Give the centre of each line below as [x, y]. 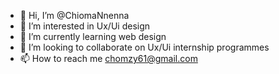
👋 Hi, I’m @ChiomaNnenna [74, 15]
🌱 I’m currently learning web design [93, 36]
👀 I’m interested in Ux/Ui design [85, 26]
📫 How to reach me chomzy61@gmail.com [108, 58]
